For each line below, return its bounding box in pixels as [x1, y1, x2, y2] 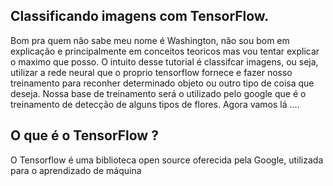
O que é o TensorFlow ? [10, 127, 159, 144]
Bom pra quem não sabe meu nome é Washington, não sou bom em [10, 34, 290, 46]
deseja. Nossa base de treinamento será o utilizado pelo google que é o [10, 87, 307, 99]
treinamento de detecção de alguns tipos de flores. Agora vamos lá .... [10, 98, 300, 110]
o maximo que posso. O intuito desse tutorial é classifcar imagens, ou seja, [10, 55, 319, 68]
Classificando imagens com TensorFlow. [10, 8, 270, 25]
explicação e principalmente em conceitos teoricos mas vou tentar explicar [10, 45, 320, 57]
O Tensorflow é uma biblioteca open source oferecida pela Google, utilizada [10, 154, 324, 166]
